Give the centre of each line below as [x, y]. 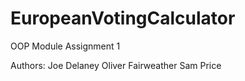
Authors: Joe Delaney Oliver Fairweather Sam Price [116, 65]
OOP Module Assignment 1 [65, 46]
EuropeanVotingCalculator [123, 18]
